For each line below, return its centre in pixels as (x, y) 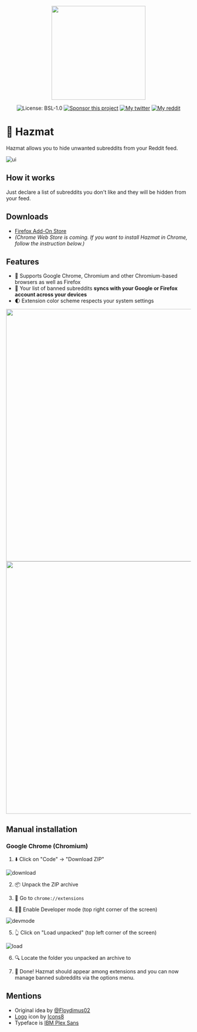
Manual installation (42, 829)
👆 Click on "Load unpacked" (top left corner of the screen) (86, 933)
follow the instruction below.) (50, 243)
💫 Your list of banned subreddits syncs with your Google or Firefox (96, 288)
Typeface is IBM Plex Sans (47, 1023)
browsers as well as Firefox (47, 282)
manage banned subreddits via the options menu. (74, 978)
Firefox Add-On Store (40, 231)
